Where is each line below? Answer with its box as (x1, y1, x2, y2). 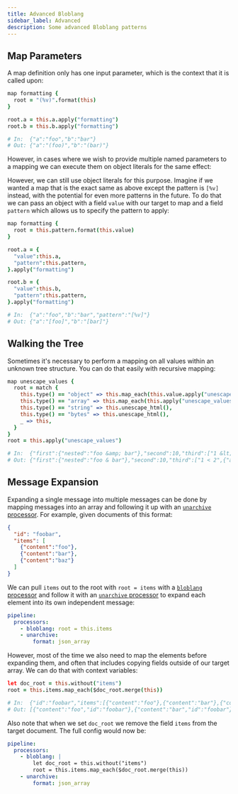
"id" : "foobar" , (13, 531, 62, 538)
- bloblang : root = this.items (20, 625, 113, 632)
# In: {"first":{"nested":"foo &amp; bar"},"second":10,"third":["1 (7, 450, 217, 457)
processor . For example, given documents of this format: (7, 510, 173, 518)
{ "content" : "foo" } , (20, 544, 78, 551)
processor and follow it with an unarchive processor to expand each (7, 590, 206, 599)
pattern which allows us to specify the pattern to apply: (7, 207, 170, 215)
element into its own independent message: (7, 598, 135, 607)
